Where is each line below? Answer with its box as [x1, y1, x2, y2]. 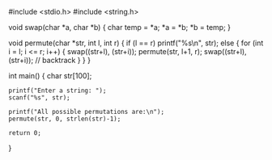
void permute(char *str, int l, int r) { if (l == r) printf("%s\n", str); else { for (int [8, 38, 264, 48]
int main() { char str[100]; [8, 71, 92, 80]
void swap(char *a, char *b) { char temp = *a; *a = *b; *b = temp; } [8, 23, 232, 32]
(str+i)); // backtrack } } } [8, 56, 91, 65]
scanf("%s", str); [8, 94, 70, 102]
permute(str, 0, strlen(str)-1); [8, 115, 121, 123]
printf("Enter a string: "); [8, 86, 107, 95]
